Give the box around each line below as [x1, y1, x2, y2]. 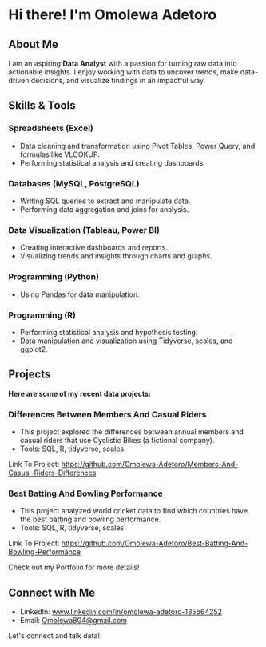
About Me [8, 38, 58, 51]
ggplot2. [19, 344, 48, 353]
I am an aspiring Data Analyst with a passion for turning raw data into [8, 58, 237, 68]
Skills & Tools [8, 98, 76, 113]
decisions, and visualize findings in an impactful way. [30, 76, 206, 85]
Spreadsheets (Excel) [8, 122, 93, 134]
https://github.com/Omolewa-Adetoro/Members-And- [61, 459, 238, 469]
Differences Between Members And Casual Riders [8, 409, 207, 420]
